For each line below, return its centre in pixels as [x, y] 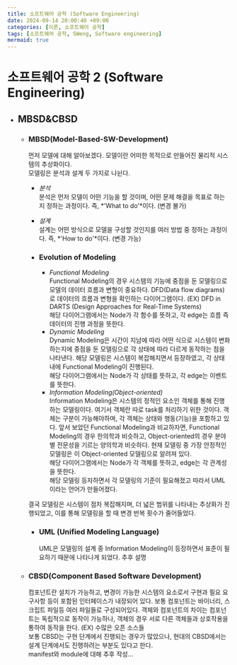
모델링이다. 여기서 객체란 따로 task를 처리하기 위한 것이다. [142, 410]
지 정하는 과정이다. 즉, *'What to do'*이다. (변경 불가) [112, 206]
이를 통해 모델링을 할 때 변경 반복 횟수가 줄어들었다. [125, 513]
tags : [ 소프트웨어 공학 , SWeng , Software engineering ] [85, 34]
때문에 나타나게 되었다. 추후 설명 [102, 557]
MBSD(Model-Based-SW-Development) [98, 139]
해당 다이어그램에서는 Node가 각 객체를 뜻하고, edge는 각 [129, 463]
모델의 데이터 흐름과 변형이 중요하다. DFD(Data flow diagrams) [137, 290]
